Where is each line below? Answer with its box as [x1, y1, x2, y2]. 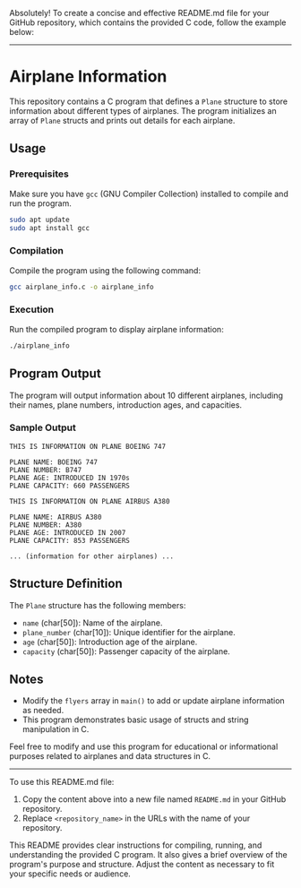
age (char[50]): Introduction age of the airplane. [21, 636, 198, 647]
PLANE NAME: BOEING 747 [9, 457, 99, 467]
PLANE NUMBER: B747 [9, 465, 82, 474]
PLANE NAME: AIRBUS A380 [9, 513, 102, 522]
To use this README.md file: [9, 777, 115, 788]
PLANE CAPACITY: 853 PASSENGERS [9, 536, 130, 545]
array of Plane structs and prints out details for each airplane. [9, 115, 236, 125]
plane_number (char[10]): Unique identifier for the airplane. [21, 626, 236, 637]
